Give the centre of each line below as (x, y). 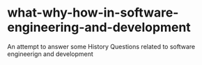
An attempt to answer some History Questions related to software (101, 46)
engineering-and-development (99, 27)
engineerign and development (50, 54)
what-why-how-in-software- (93, 13)
